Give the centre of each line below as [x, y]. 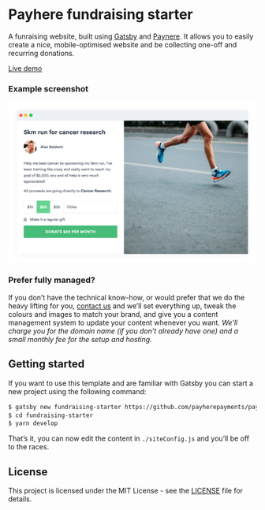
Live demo [25, 68]
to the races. [29, 447]
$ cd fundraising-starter [50, 415]
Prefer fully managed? [52, 280]
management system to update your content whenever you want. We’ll [123, 322]
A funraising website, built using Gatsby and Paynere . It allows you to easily [131, 36]
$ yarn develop [33, 423]
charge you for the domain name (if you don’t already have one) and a [123, 331]
